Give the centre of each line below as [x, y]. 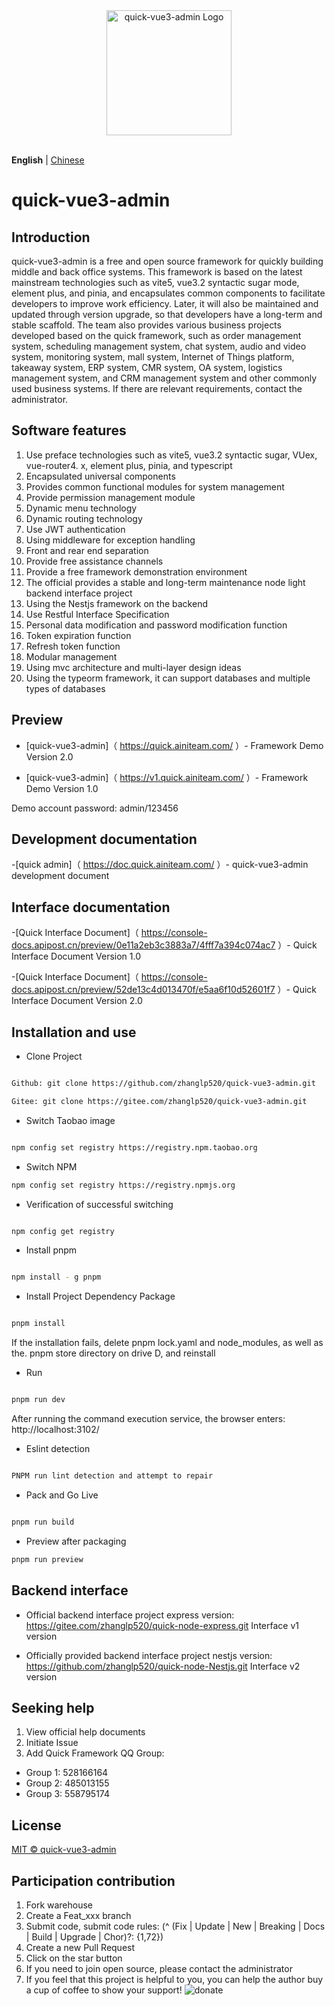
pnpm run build [43, 1522]
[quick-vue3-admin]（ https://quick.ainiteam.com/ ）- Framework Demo [174, 745]
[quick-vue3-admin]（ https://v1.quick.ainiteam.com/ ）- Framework [167, 777]
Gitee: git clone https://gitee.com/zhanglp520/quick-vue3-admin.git [159, 1101]
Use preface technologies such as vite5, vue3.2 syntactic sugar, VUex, [171, 455]
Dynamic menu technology [81, 508]
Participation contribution [93, 1880]
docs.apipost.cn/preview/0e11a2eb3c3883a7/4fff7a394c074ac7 [143, 945]
